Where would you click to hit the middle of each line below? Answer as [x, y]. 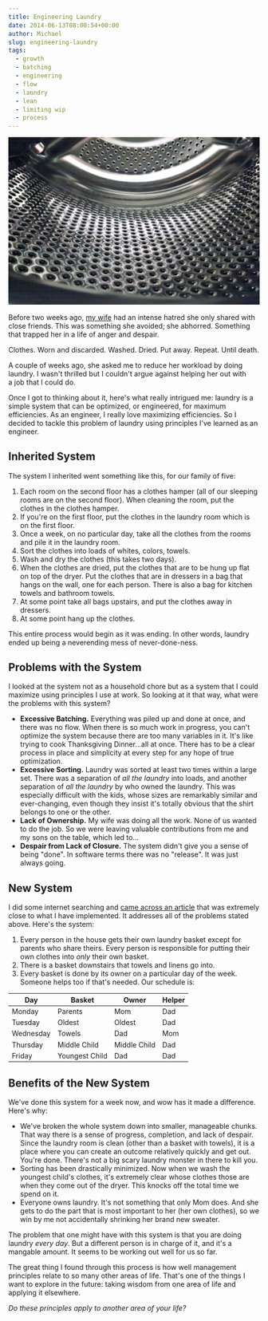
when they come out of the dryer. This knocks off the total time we [129, 1185]
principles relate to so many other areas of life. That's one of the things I [127, 1276]
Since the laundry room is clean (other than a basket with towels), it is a [137, 1143]
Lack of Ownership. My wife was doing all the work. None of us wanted [138, 821]
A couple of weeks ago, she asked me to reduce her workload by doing [126, 365]
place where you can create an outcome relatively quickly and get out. [135, 1152]
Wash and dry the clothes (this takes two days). [98, 559]
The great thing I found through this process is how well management [122, 1268]
